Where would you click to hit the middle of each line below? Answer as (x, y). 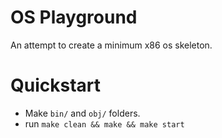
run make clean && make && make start (104, 123)
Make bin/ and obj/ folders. (82, 113)
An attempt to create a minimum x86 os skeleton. (111, 45)
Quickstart (56, 85)
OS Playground (74, 17)
